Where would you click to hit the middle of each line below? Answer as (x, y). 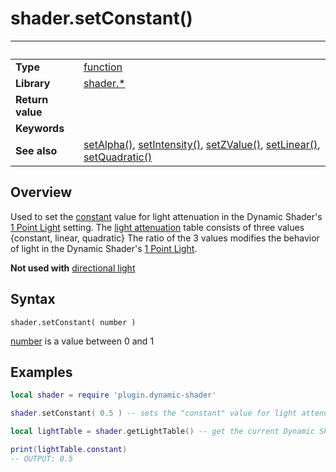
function (103, 67)
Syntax (33, 299)
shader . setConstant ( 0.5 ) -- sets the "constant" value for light (154, 413)
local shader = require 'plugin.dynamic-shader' (113, 395)
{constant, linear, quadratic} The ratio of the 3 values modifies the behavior (165, 238)
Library (33, 83)
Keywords (40, 128)
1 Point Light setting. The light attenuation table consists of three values (157, 227)
